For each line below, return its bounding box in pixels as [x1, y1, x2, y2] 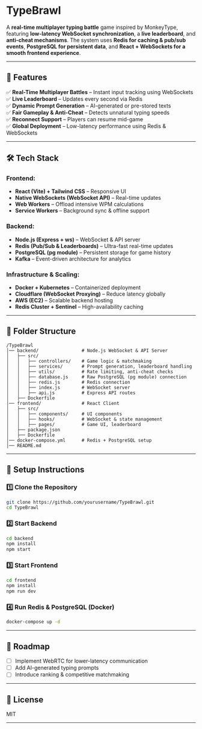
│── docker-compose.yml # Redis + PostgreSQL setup [6, 437, 152, 444]
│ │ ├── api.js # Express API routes [6, 390, 136, 396]
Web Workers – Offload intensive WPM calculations [14, 200, 144, 208]
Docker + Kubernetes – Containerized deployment [14, 284, 141, 291]
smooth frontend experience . [6, 49, 81, 56]
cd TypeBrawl [6, 505, 39, 511]
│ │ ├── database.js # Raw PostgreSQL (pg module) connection [6, 374, 187, 380]
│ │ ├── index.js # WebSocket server [6, 384, 130, 390]
